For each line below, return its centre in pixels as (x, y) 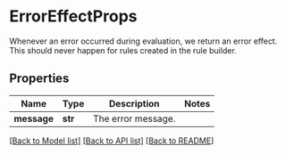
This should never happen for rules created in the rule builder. (123, 50)
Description (134, 103)
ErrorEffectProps (73, 16)
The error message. (134, 118)
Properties (39, 79)
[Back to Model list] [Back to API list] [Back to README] (112, 141)
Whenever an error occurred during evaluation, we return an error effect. (143, 41)
